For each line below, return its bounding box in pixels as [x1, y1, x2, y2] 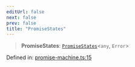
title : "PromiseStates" [6, 25, 67, 32]
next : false [6, 14, 36, 21]
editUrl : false [6, 8, 45, 15]
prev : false [6, 20, 36, 26]
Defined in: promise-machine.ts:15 [6, 54, 92, 61]
